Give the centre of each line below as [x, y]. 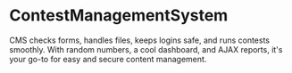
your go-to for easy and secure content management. [108, 59]
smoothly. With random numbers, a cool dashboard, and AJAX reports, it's [146, 49]
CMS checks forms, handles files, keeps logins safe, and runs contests [140, 40]
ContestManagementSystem [119, 16]
